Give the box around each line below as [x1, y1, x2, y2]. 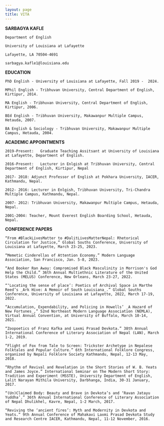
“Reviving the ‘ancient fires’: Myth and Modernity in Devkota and [5, 408, 146, 413]
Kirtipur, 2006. [5, 104, 38, 110]
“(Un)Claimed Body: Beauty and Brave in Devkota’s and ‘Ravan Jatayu [5, 391, 151, 396]
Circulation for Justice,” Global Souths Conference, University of [5, 240, 148, 245]
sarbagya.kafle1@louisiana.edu [5, 61, 69, 65]
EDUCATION [5, 69, 31, 75]
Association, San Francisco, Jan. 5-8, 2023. [5, 257, 100, 262]
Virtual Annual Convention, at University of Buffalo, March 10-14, [5, 313, 148, 318]
